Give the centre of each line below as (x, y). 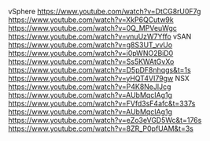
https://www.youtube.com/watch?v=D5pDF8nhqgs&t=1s (99, 70)
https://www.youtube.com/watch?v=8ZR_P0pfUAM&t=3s (101, 128)
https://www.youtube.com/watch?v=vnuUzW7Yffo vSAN (100, 36)
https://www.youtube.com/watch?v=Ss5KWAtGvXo (91, 61)
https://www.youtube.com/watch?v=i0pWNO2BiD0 (91, 53)
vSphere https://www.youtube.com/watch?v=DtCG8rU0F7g (105, 11)
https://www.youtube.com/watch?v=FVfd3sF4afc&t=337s (102, 103)
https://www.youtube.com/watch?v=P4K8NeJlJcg (90, 87)
